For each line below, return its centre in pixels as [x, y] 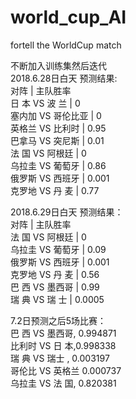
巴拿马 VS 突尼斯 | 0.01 [57, 140]
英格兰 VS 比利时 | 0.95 [58, 128]
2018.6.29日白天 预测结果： [67, 212]
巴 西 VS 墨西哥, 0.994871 [63, 333]
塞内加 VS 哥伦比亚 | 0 [56, 115]
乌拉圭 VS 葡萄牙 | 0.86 [58, 165]
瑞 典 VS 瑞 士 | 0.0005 [57, 299]
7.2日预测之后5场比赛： [58, 320]
